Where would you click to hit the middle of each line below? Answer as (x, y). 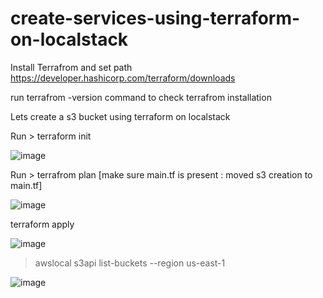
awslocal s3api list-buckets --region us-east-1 (130, 263)
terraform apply (42, 224)
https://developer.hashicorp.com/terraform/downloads (123, 78)
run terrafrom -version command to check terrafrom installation (141, 97)
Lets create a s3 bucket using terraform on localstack (120, 116)
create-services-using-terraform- (155, 18)
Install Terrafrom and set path (71, 67)
